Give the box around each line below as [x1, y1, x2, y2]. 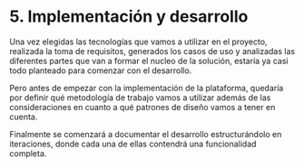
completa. [9, 147, 47, 159]
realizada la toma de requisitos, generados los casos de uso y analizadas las [9, 45, 296, 56]
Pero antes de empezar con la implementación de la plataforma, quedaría [9, 82, 284, 93]
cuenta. [9, 111, 38, 122]
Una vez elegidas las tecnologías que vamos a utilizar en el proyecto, [9, 36, 268, 47]
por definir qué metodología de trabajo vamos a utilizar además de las [9, 92, 271, 103]
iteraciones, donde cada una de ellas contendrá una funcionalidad [9, 138, 257, 149]
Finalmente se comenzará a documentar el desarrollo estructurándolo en [9, 128, 282, 139]
